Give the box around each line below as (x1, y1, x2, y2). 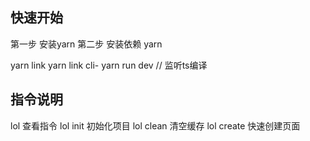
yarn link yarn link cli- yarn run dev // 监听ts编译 (10, 59, 208, 71)
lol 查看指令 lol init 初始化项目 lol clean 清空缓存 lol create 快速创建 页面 (10, 119, 301, 132)
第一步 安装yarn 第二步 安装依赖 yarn (10, 38, 163, 50)
